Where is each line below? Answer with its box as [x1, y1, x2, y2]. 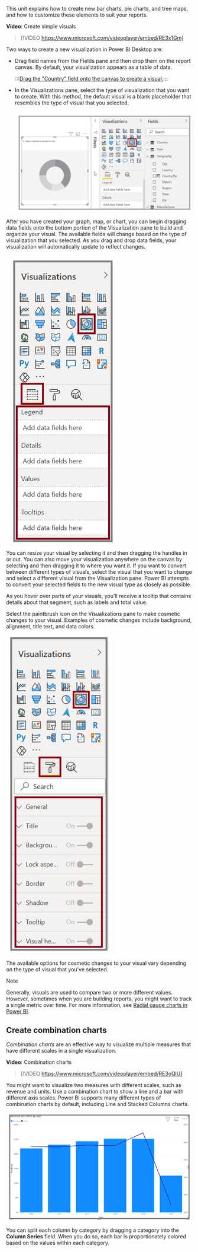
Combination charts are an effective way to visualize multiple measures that [6, 1041, 191, 1048]
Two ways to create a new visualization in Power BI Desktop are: [6, 46, 163, 53]
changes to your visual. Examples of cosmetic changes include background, [6, 617, 192, 624]
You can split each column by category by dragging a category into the [6, 1226, 179, 1234]
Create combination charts [6, 1025, 108, 1035]
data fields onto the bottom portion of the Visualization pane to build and [6, 224, 183, 231]
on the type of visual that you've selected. [6, 966, 109, 973]
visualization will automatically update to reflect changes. [6, 243, 146, 250]
